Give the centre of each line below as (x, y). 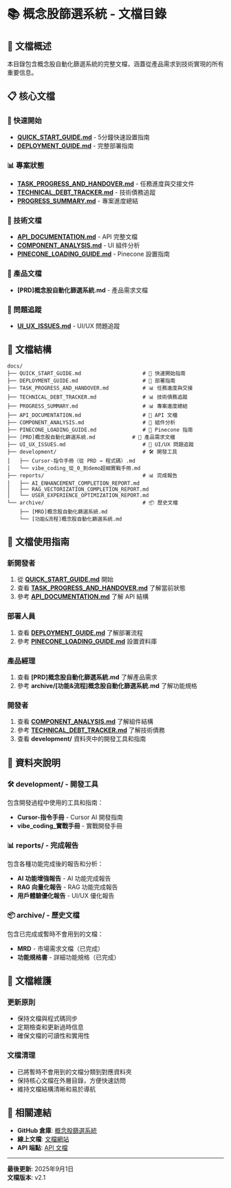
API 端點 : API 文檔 (42, 1148)
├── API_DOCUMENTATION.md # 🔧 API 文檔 (92, 415)
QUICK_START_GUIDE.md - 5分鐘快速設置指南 (83, 137)
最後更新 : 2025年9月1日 (41, 1169)
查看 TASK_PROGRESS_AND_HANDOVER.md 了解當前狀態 (101, 588)
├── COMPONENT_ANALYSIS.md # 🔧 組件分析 (91, 422)
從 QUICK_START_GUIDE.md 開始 (65, 579)
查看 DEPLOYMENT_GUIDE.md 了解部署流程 (80, 632)
